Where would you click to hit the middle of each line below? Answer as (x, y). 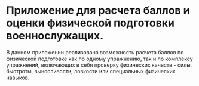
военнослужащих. (55, 36)
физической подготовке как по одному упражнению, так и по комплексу (99, 59)
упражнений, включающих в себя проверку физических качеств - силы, (99, 65)
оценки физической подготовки (91, 23)
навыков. (18, 78)
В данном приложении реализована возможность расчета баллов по (95, 52)
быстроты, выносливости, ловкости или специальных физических (91, 71)
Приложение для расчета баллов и (98, 10)
